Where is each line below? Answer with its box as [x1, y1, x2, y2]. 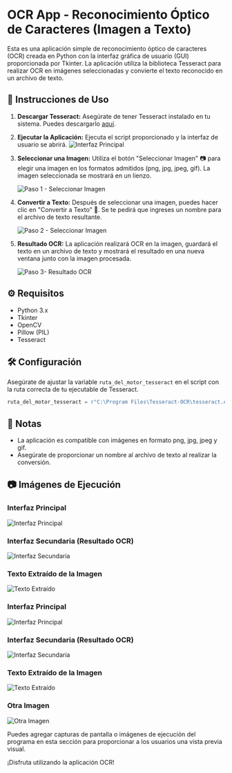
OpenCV [17, 321, 42, 329]
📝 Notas [7, 418, 42, 430]
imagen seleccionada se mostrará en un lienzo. [17, 171, 152, 180]
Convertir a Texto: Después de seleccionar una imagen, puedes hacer [17, 198, 219, 207]
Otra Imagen [7, 701, 50, 711]
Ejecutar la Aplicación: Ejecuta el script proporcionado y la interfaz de [17, 133, 219, 141]
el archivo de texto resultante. [17, 213, 102, 221]
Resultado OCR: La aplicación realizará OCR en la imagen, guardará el [17, 239, 218, 248]
